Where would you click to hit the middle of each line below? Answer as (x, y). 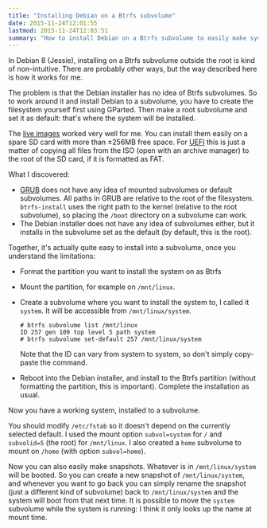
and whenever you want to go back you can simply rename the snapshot (127, 483)
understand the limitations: (52, 256)
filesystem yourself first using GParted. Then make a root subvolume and (128, 110)
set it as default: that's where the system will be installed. (102, 118)
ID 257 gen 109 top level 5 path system (87, 332)
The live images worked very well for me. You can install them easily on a (128, 134)
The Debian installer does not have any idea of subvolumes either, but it (137, 224)
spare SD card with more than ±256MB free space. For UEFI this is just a (127, 142)
